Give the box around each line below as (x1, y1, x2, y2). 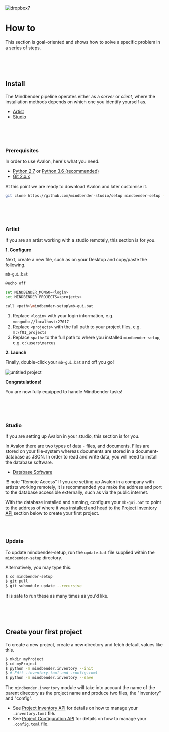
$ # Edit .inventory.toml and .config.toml (5, 670, 98, 676)
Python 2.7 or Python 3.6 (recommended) (12, 168, 99, 174)
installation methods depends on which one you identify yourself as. (5, 99, 147, 105)
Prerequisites (5, 147, 39, 154)
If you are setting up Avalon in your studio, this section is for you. (5, 433, 140, 439)
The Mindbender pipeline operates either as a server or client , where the (5, 93, 156, 99)
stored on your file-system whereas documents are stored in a (5, 448, 135, 454)
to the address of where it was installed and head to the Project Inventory (5, 505, 157, 511)
